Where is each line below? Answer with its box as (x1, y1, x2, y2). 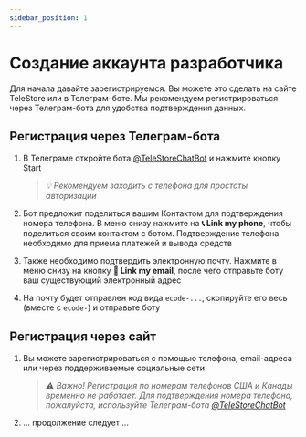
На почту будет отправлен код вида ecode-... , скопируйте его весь (22, 293, 288, 304)
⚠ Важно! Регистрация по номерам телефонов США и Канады (45, 380, 293, 391)
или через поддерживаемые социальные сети (22, 362, 206, 374)
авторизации (45, 191, 98, 202)
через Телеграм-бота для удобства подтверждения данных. (9, 102, 247, 113)
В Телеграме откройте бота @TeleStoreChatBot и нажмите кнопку (22, 152, 281, 164)
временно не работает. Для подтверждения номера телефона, (45, 390, 294, 401)
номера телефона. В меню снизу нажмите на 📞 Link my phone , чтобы (22, 218, 292, 229)
